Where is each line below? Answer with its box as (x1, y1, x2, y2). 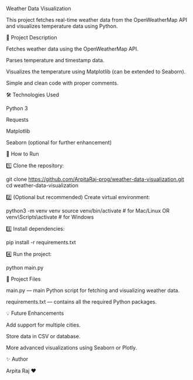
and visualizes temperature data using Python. (6, 23, 118, 29)
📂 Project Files (6, 275, 41, 283)
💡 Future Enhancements (6, 310, 64, 317)
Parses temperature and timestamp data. (6, 57, 105, 63)
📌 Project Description (6, 34, 57, 41)
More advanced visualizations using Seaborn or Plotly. (6, 344, 137, 351)
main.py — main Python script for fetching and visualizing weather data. (6, 287, 180, 294)
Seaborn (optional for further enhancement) (6, 139, 112, 146)
